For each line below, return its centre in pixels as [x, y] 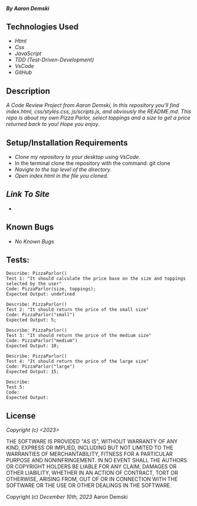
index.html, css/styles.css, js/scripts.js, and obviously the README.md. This [99, 112]
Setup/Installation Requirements [67, 143]
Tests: [18, 260]
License [21, 416]
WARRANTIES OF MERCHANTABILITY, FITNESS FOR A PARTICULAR [89, 454]
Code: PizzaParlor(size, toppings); [51, 289]
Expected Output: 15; [33, 372]
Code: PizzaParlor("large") [41, 366]
